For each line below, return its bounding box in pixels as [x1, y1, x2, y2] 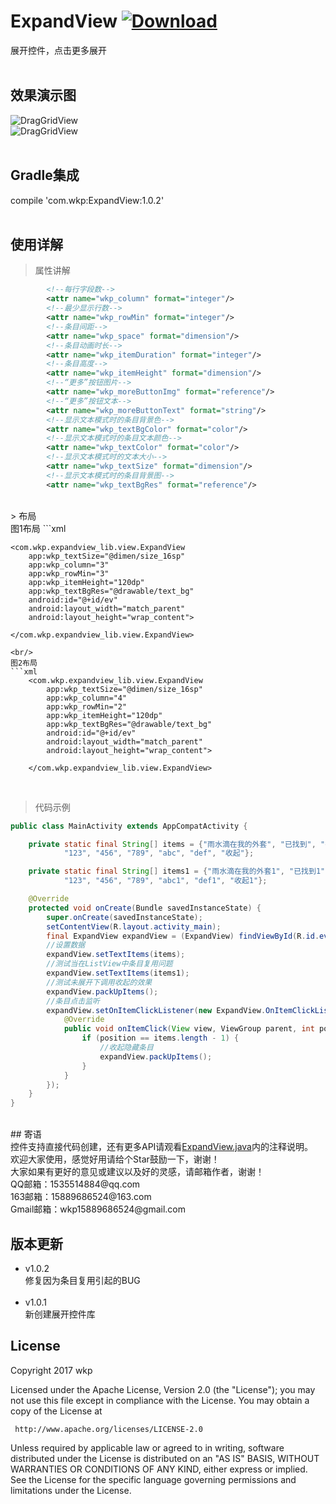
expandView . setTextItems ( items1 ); [46, 968, 190, 978]
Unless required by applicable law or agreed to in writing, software [10, 1441, 285, 1454]
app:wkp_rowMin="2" [46, 701, 128, 712]
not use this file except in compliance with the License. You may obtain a [10, 1394, 310, 1406]
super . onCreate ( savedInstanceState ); [46, 912, 203, 922]
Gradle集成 [10, 167, 80, 184]
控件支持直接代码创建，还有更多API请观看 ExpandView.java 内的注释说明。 [10, 1141, 313, 1153]
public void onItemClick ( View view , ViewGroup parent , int [63, 1024, 315, 1034]
